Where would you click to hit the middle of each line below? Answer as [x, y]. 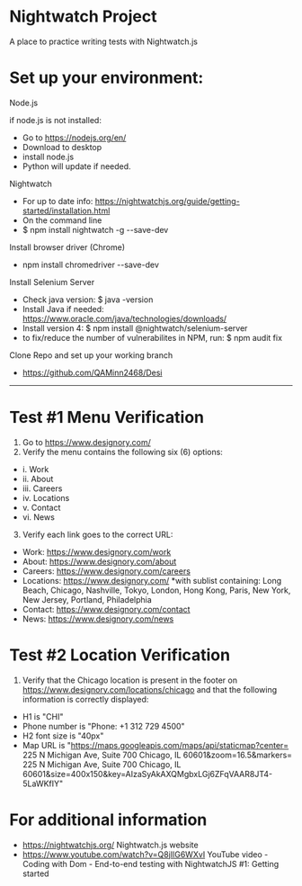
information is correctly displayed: [85, 699]
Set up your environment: [107, 78]
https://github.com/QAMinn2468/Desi [93, 372]
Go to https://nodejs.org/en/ [74, 138]
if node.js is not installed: [55, 120]
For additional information [108, 819]
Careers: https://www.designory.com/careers [107, 571]
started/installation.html [66, 210]
